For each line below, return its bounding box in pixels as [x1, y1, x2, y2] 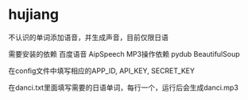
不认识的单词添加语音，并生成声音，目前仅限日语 [8, 32, 169, 42]
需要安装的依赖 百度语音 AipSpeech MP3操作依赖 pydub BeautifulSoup [8, 49, 240, 58]
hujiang [8, 6, 60, 24]
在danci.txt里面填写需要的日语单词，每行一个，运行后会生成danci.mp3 [8, 83, 238, 92]
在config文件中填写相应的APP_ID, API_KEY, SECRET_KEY [8, 65, 195, 76]
